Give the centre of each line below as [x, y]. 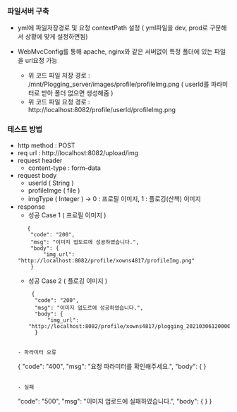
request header [40, 160]
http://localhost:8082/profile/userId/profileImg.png [102, 110]
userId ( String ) [51, 183]
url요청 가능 [41, 61]
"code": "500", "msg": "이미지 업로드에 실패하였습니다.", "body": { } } [115, 401]
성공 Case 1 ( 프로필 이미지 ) [67, 215]
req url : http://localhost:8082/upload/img [78, 152]
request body [37, 175]
